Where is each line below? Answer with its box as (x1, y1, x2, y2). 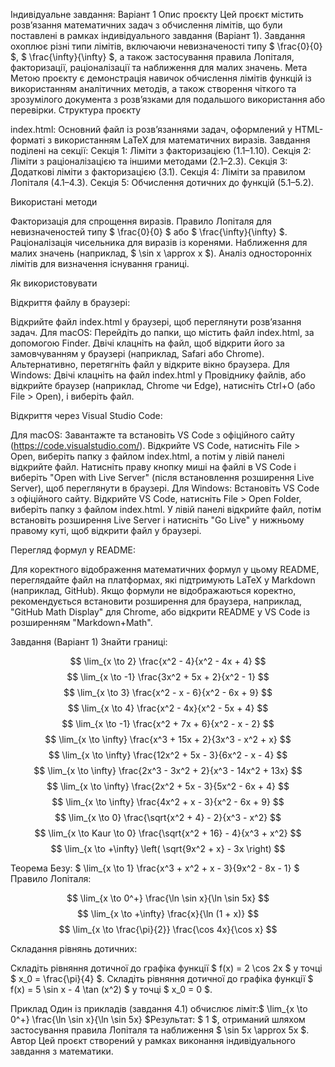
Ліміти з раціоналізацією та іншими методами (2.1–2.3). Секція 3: (10, 155, 288, 167)
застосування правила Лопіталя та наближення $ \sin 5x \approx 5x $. (10, 1024, 310, 1036)
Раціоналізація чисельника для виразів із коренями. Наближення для (10, 237, 308, 248)
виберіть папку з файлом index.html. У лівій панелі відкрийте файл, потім (10, 504, 322, 515)
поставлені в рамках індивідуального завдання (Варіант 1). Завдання (10, 30, 306, 41)
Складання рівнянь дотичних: (10, 943, 138, 954)
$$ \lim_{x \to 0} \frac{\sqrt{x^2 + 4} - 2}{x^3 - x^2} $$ (54, 812, 282, 823)
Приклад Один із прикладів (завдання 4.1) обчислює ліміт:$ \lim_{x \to (10, 1003, 308, 1014)
